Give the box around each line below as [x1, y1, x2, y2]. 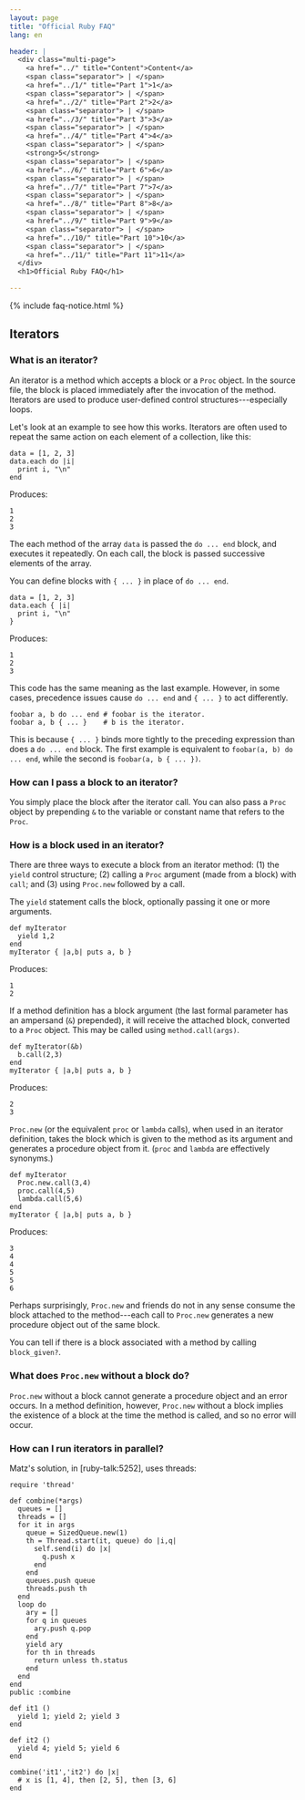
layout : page [9, 13, 59, 23]
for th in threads [25, 1648, 96, 1657]
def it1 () [9, 1703, 51, 1712]
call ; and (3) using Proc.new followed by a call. [9, 879, 186, 890]
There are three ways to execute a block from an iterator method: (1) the [9, 859, 280, 871]
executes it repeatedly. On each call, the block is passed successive [9, 548, 266, 559]
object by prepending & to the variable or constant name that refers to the [9, 806, 285, 817]
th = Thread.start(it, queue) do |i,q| [25, 1536, 178, 1546]
